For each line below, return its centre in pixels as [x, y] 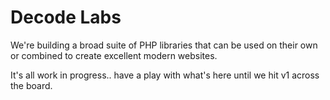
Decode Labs [66, 17]
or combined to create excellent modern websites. [114, 55]
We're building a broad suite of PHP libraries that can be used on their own [164, 45]
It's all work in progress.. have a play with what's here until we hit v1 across [165, 75]
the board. [31, 85]
